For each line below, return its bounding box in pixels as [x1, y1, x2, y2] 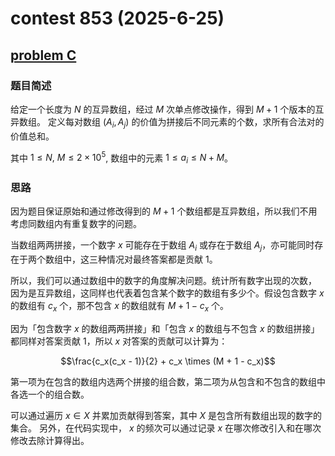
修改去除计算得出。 [10, 435, 90, 447]
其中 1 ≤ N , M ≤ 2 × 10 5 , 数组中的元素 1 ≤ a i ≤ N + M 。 [10, 150, 234, 166]
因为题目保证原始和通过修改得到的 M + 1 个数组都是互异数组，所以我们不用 [10, 205, 318, 217]
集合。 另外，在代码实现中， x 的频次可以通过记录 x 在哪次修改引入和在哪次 [10, 422, 322, 434]
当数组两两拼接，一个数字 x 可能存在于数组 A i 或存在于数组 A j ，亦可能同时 [10, 239, 315, 254]
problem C [10, 47, 77, 64]
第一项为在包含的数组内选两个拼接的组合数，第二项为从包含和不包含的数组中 [10, 376, 326, 388]
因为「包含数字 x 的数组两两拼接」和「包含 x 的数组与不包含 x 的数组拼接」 [10, 323, 320, 335]
